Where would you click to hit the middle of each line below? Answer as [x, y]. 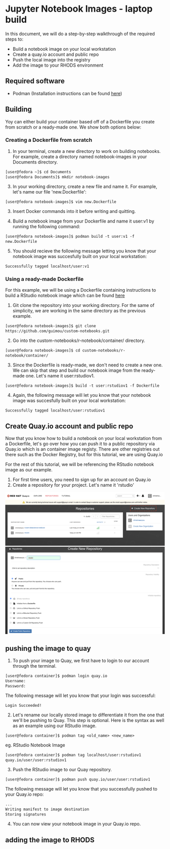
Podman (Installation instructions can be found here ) [67, 93]
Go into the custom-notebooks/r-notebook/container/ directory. [79, 340]
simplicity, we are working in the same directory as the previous [79, 311]
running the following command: [46, 226]
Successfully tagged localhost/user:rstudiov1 [55, 411]
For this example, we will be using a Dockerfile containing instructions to [81, 290]
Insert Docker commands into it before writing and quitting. [74, 211]
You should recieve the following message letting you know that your [84, 251]
